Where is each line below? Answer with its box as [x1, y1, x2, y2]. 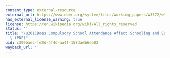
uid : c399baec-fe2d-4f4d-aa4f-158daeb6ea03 [5, 40, 99, 45]
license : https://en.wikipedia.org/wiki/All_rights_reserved [5, 21, 137, 27]
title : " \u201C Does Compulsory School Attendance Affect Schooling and [5, 31, 159, 36]
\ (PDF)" [10, 36, 28, 41]
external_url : [5, 12, 35, 17]
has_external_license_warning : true [5, 17, 82, 22]
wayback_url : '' [5, 45, 39, 50]
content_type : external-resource [5, 7, 76, 13]
